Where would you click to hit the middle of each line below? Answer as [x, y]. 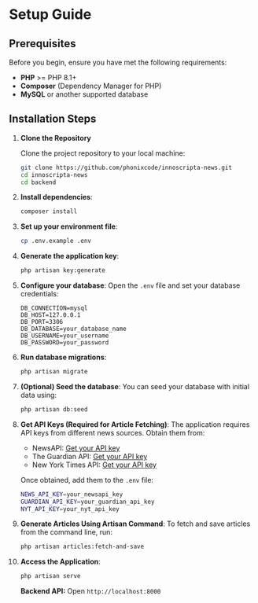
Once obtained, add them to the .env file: [87, 480]
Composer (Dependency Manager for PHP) [91, 86]
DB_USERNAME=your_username [64, 336]
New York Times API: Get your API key [94, 465]
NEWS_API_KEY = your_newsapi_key [72, 494]
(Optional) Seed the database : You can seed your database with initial [135, 386]
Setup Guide [50, 15]
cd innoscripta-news [54, 175]
